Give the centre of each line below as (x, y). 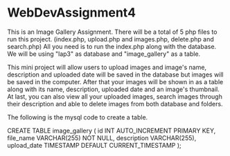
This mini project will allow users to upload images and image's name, (107, 67)
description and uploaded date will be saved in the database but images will (115, 75)
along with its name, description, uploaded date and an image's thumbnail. (113, 89)
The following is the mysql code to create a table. (78, 117)
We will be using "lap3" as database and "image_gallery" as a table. (104, 54)
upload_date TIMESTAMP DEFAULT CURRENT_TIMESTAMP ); (94, 145)
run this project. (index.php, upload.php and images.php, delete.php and (111, 39)
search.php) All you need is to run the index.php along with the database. (112, 46)
